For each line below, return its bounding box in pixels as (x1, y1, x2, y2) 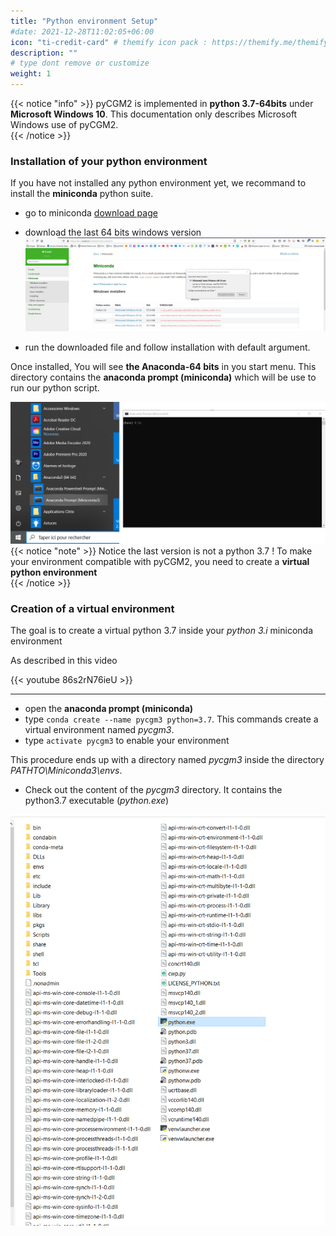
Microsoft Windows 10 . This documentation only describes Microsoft (10, 108, 298, 120)
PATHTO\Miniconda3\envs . (10, 765, 123, 777)
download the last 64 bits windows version (24, 226, 202, 239)
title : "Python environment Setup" (10, 16, 159, 26)
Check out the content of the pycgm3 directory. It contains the (24, 784, 283, 796)
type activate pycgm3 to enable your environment (24, 735, 230, 747)
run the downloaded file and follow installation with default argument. (24, 341, 311, 353)
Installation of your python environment (10, 154, 208, 168)
